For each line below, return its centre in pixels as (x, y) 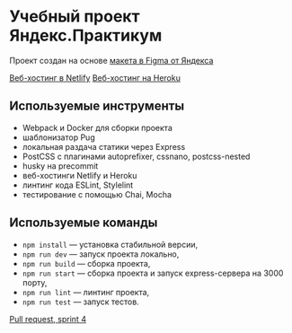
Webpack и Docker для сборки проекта (97, 127)
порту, (35, 282)
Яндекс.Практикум (86, 35)
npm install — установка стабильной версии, (110, 244)
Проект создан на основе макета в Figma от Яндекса (111, 60)
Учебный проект (75, 17)
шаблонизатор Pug (59, 137)
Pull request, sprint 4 (48, 319)
